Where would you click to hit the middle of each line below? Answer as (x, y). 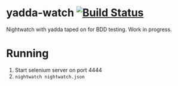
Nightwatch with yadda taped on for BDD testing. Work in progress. (89, 29)
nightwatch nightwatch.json (50, 77)
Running (27, 53)
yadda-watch (40, 13)
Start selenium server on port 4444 (59, 70)
